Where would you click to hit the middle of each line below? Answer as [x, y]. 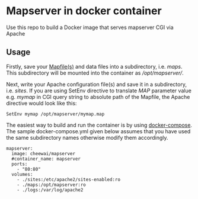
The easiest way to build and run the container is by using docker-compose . [99, 125]
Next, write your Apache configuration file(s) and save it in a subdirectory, [96, 84]
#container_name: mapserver [46, 159]
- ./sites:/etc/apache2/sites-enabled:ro [68, 179]
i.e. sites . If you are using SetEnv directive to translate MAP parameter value [99, 91]
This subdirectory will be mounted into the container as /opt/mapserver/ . [95, 73]
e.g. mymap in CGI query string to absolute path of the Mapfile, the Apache [98, 97]
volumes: [22, 174]
